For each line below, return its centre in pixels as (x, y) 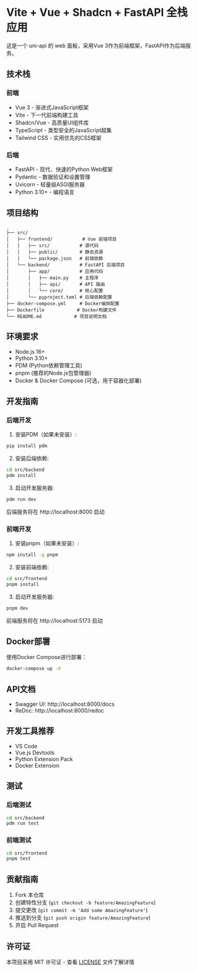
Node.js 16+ (30, 351)
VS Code (26, 746)
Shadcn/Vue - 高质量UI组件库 (52, 123)
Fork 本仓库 (29, 895)
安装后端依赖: (32, 458)
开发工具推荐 (30, 731)
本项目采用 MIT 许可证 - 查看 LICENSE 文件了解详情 (70, 962)
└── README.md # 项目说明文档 (57, 316)
